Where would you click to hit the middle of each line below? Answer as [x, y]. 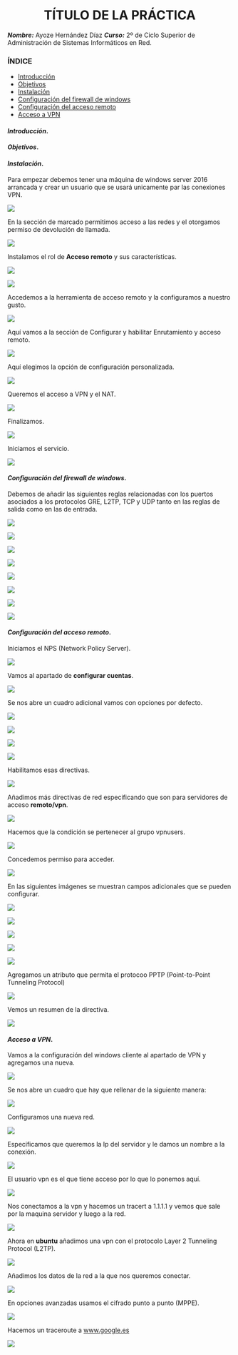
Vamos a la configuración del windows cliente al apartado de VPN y [107, 1055]
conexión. [22, 1152]
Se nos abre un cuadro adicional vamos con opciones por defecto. [105, 703]
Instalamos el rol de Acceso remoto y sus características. [92, 256]
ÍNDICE [20, 61]
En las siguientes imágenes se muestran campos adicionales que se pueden [119, 887]
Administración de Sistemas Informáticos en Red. [79, 42]
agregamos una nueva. [41, 1062]
